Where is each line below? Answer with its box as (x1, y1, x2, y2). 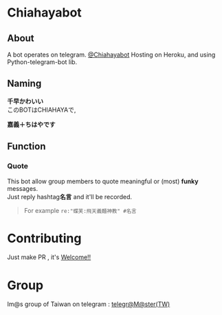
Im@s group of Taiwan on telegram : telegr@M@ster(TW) (7, 300, 170, 308)
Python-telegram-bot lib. (7, 58, 78, 66)
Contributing (7, 230, 82, 246)
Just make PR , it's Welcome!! (7, 253, 91, 261)
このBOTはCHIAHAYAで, (7, 105, 76, 114)
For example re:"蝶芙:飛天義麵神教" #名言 (23, 206, 137, 214)
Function (7, 141, 46, 152)
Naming (7, 78, 42, 90)
